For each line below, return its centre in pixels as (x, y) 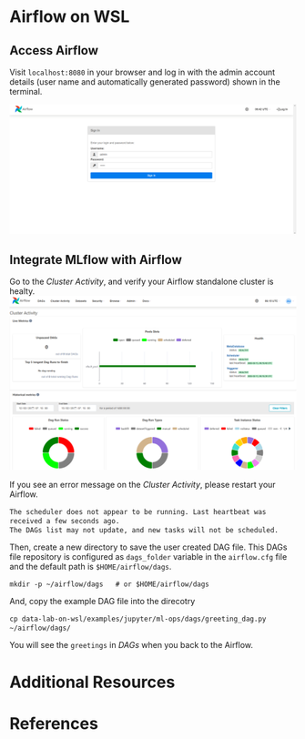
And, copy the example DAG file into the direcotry (102, 602)
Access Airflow (54, 51)
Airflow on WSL (70, 17)
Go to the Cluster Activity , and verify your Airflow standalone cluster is (142, 282)
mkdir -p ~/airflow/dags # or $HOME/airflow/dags (109, 584)
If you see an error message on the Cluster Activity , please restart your (142, 485)
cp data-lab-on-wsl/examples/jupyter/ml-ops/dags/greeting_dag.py (138, 619)
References (54, 723)
